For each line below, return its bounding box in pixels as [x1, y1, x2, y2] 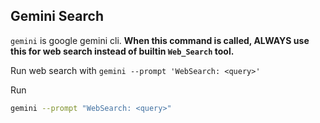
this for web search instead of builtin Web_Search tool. [10, 45, 235, 57]
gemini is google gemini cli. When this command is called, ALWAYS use [10, 34, 310, 46]
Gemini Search [10, 8, 104, 25]
